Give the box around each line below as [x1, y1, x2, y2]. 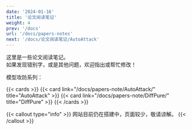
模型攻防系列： [6, 74, 43, 81]
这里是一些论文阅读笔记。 [6, 54, 69, 60]
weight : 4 [6, 20, 31, 26]
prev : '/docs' [6, 25, 42, 32]
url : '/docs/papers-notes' [6, 31, 73, 37]
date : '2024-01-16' [6, 8, 55, 15]
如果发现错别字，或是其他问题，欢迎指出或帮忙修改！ [6, 61, 137, 68]
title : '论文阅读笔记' [6, 14, 57, 20]
